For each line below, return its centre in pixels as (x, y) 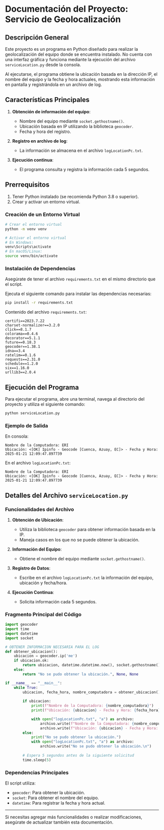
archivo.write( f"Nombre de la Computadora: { (87, 724)
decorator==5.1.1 (23, 338)
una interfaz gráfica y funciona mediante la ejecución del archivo (70, 59)
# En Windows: (20, 242)
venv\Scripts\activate (28, 247)
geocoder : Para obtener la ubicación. (49, 792)
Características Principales (47, 100)
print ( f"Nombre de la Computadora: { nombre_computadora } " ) (92, 706)
